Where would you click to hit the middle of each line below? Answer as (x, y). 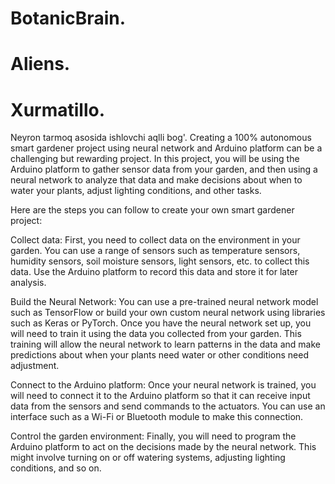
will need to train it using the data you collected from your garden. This (156, 334)
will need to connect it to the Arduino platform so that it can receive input (160, 396)
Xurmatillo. (58, 109)
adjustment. (35, 366)
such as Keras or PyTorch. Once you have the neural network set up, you (161, 323)
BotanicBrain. (68, 18)
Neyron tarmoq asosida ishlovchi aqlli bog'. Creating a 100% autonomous (161, 138)
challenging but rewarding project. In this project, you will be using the (155, 159)
